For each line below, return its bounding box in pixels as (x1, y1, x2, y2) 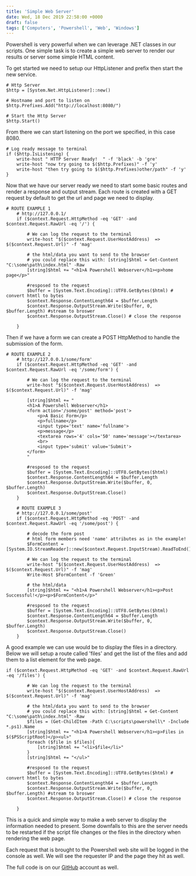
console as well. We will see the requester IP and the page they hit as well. (6, 853, 185, 860)
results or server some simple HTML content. (6, 53, 115, 60)
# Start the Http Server (6, 113, 66, 119)
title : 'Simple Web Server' (6, 8, 75, 15)
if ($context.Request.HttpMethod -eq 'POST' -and (16, 516, 140, 521)
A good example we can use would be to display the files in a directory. (6, 644, 178, 651)
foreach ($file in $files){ (27, 739, 95, 745)
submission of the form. (6, 340, 64, 347)
